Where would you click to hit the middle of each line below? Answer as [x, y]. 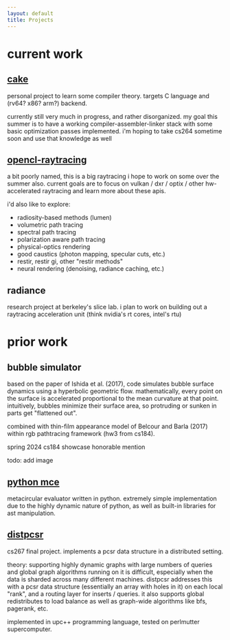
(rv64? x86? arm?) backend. [47, 103]
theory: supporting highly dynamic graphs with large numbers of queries [110, 564]
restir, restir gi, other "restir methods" [70, 261]
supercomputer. [30, 629]
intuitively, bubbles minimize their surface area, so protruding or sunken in [112, 406]
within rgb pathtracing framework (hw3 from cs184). [81, 434]
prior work [37, 342]
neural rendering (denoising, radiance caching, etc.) [91, 269]
